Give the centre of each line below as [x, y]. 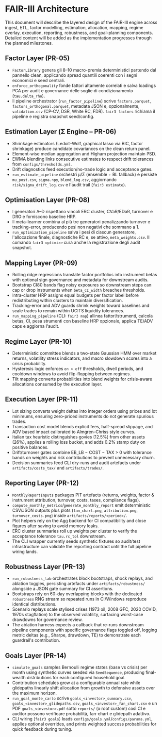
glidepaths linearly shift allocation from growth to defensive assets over [83, 688]
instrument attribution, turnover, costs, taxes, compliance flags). [76, 500]
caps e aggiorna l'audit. [36, 326]
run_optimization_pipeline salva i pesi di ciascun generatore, [74, 232]
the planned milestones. [29, 43]
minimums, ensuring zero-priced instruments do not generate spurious [83, 416]
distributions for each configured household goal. [76, 678]
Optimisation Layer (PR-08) [47, 200]
